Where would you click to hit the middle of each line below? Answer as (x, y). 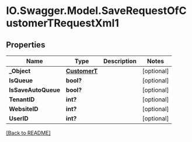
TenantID (22, 99)
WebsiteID (24, 109)
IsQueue (21, 80)
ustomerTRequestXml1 (63, 23)
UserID (19, 118)
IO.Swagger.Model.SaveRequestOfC (96, 11)
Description (120, 61)
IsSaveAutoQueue (35, 90)
